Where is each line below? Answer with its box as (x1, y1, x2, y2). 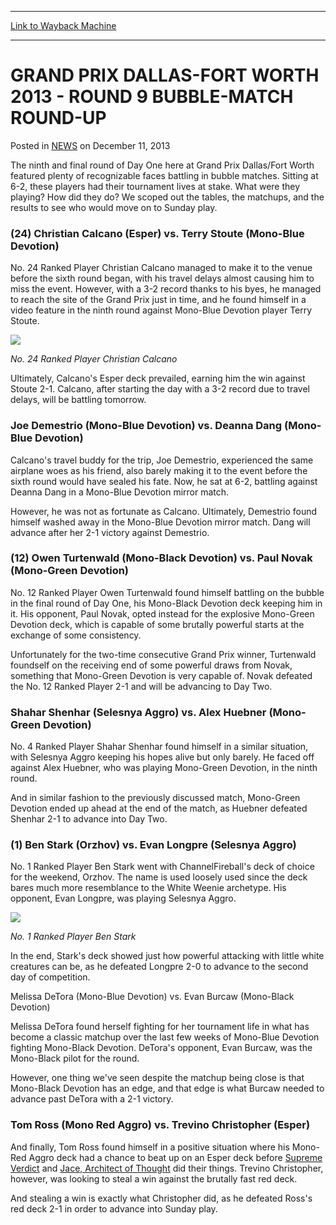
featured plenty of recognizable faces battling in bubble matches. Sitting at (10, 169, 319, 181)
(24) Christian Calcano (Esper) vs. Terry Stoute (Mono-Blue (10, 226, 305, 240)
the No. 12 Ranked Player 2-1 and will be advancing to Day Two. (10, 680, 273, 692)
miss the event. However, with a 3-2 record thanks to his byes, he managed (10, 283, 322, 295)
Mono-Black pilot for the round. (10, 1052, 140, 1065)
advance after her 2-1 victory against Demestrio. (10, 526, 210, 538)
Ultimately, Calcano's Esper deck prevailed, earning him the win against (10, 372, 306, 385)
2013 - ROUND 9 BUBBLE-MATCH (10, 86, 294, 108)
